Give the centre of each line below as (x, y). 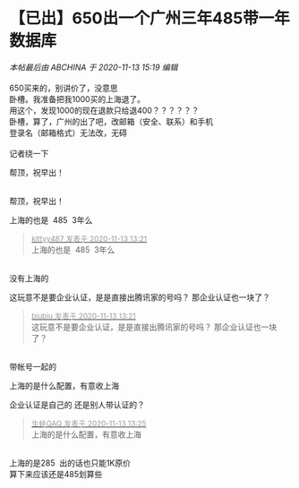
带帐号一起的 (33, 366)
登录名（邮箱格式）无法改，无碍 (68, 133)
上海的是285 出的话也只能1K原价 (70, 463)
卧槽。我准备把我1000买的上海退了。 (77, 98)
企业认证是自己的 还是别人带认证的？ (77, 405)
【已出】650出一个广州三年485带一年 (150, 18)
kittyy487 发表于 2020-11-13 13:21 (89, 239)
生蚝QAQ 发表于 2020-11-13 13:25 (89, 423)
